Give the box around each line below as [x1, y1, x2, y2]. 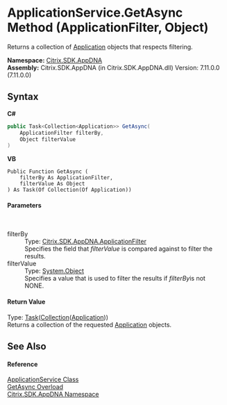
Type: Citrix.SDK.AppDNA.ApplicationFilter [24, 238, 147, 246]
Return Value [7, 297, 46, 306]
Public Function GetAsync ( [7, 168, 89, 175]
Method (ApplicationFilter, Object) [7, 19, 209, 35]
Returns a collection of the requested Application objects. [7, 320, 172, 329]
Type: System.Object [24, 267, 85, 275]
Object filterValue [19, 135, 76, 143]
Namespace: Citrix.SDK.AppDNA [7, 56, 103, 64]
